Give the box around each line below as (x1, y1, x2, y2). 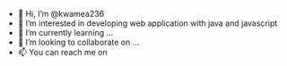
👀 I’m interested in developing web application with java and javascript (17, 18, 278, 29)
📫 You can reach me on (17, 47, 108, 57)
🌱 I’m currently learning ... (17, 28, 114, 37)
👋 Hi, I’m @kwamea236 (17, 9, 105, 19)
